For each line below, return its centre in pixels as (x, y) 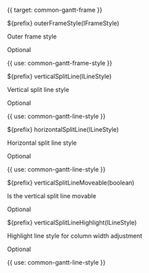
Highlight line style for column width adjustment (75, 236)
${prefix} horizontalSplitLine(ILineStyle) (63, 129)
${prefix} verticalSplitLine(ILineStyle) (59, 76)
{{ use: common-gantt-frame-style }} (60, 63)
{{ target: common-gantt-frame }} (55, 10)
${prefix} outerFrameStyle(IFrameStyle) (63, 23)
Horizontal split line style (42, 143)
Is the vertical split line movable (52, 196)
